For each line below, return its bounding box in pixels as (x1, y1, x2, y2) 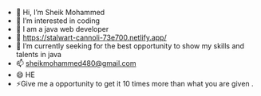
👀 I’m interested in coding (15, 16, 101, 25)
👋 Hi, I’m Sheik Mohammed (15, 8, 105, 17)
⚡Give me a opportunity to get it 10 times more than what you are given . (15, 79, 254, 88)
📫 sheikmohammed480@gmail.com (15, 59, 137, 67)
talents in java (15, 50, 62, 59)
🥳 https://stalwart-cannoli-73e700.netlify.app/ (15, 33, 167, 42)
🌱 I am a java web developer (15, 25, 109, 33)
